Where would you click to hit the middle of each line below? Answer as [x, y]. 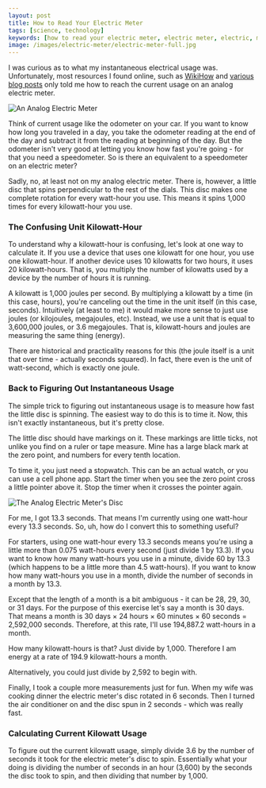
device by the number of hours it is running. [80, 278]
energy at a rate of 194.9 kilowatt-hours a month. [88, 656]
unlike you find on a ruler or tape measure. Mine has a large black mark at [128, 446]
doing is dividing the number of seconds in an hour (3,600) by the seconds [130, 767]
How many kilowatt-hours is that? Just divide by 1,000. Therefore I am [122, 648]
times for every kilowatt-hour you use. [70, 206]
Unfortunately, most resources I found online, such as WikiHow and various [131, 76]
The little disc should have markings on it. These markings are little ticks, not [133, 438]
